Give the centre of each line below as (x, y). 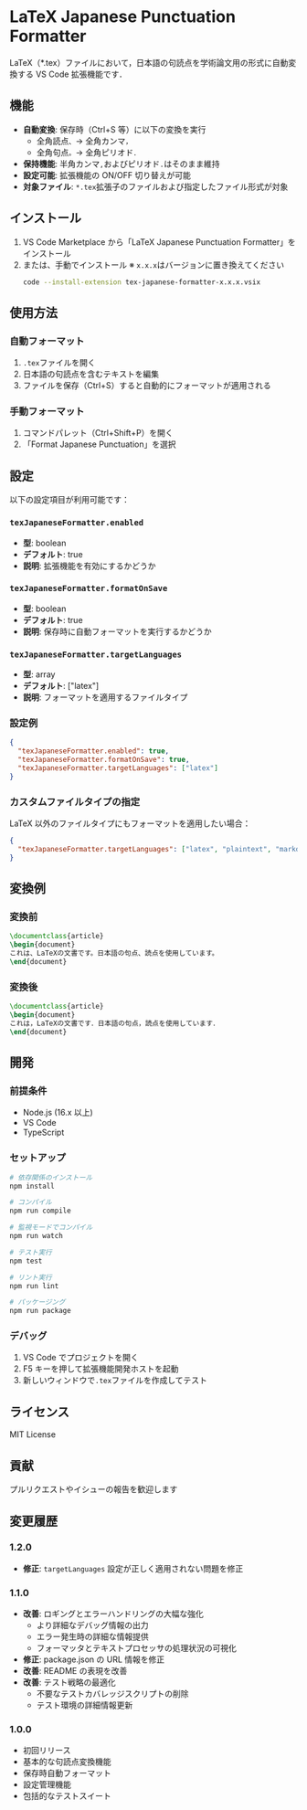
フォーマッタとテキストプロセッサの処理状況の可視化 (137, 1648)
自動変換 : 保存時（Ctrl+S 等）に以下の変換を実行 (114, 129)
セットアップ (38, 1158)
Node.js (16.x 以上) (58, 1113)
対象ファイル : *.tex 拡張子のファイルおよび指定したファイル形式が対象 (155, 186)
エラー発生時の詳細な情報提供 (92, 1636)
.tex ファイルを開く (59, 363)
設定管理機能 (47, 1784)
